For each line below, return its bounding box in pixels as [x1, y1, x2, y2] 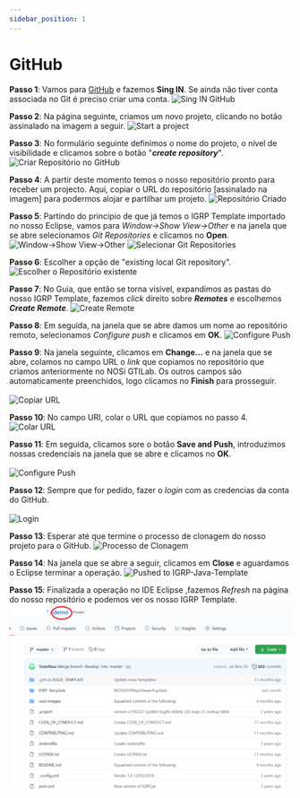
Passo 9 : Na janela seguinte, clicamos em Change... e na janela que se [9, 346, 273, 358]
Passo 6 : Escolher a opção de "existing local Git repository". [9, 256, 232, 267]
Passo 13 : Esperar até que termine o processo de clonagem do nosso [9, 530, 266, 542]
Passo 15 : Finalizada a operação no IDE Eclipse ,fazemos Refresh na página [9, 584, 289, 595]
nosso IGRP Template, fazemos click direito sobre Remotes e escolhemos [9, 292, 282, 304]
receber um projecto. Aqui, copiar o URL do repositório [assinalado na [9, 184, 268, 195]
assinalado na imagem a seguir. [9, 120, 125, 131]
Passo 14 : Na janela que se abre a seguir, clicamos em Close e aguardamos [9, 557, 289, 568]
